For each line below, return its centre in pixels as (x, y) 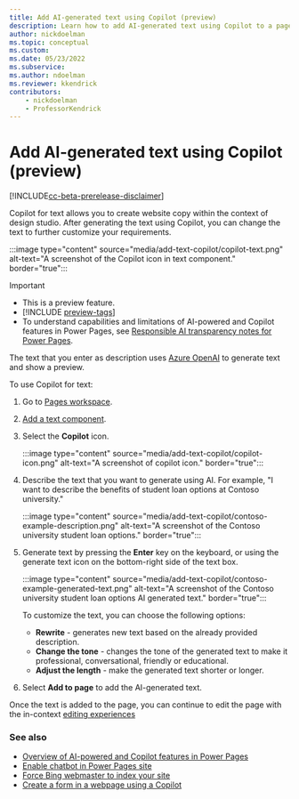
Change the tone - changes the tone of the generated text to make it (162, 651)
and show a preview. (47, 367)
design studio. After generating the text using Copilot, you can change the (145, 222)
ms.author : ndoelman (48, 76)
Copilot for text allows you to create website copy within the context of (139, 214)
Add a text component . (64, 419)
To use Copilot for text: (51, 384)
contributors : (36, 92)
